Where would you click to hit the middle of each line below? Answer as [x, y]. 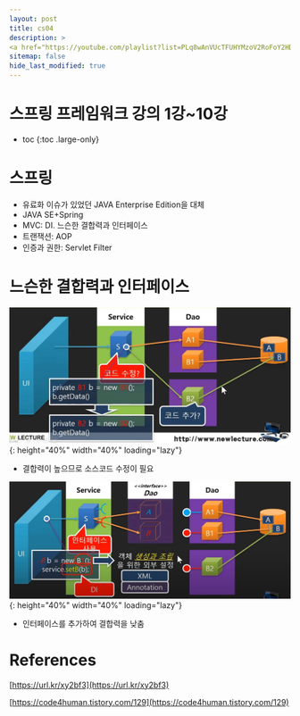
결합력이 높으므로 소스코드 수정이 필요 [88, 469]
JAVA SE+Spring [53, 214]
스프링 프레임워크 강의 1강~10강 [119, 114]
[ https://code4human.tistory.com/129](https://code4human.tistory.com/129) [149, 702]
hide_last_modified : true [57, 66]
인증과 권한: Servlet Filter [67, 247]
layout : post [33, 19]
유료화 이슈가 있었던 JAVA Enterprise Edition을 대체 [113, 204]
